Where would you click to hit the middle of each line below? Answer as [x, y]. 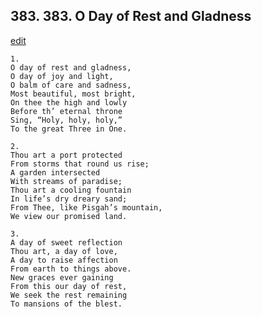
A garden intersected [55, 172]
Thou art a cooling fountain [71, 190]
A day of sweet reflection [66, 242]
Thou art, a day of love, [64, 251]
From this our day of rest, [69, 286]
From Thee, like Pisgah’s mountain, [86, 207]
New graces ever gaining [62, 277]
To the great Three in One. [69, 129]
